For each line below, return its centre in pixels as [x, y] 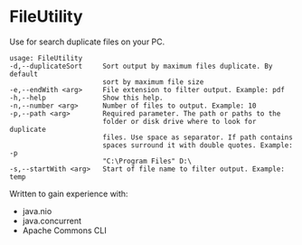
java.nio [37, 211]
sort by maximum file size [153, 82]
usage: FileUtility [46, 58]
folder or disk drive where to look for [179, 121]
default [24, 74]
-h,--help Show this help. [87, 98]
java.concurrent [52, 221]
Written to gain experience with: [69, 193]
